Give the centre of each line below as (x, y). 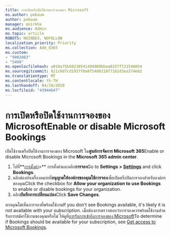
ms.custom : (17, 52)
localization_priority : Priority (41, 43)
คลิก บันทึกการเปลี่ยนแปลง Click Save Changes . (56, 195)
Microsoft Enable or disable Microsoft (85, 126)
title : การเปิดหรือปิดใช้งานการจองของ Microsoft (47, 10)
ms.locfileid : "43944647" (33, 90)
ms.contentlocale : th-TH (32, 81)
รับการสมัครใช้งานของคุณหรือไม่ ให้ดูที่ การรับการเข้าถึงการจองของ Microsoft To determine (83, 216)
